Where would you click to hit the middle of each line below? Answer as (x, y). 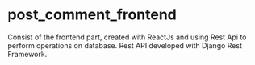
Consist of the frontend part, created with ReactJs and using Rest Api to (127, 37)
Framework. (27, 54)
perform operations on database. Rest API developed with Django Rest (125, 45)
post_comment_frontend (92, 15)
